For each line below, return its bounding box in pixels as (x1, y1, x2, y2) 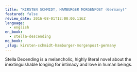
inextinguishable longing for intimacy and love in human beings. (5, 61, 133, 67)
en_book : (5, 29, 23, 34)
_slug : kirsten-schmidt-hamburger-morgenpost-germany (5, 43, 117, 48)
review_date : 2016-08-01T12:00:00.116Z (5, 16, 86, 21)
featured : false (5, 12, 38, 16)
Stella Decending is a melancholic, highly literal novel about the (5, 56, 132, 62)
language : (5, 20, 25, 26)
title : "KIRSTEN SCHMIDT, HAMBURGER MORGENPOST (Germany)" (5, 7, 127, 12)
